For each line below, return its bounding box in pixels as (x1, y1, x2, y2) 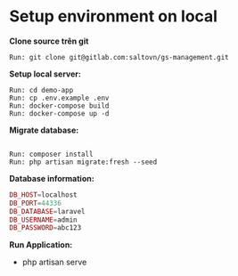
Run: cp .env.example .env (9, 93, 110, 102)
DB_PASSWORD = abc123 (9, 223, 82, 232)
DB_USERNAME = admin (9, 215, 78, 224)
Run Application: (9, 239, 73, 250)
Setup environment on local (9, 6, 218, 27)
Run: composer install (9, 150, 94, 158)
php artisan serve (21, 256, 87, 268)
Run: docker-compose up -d (9, 109, 110, 118)
